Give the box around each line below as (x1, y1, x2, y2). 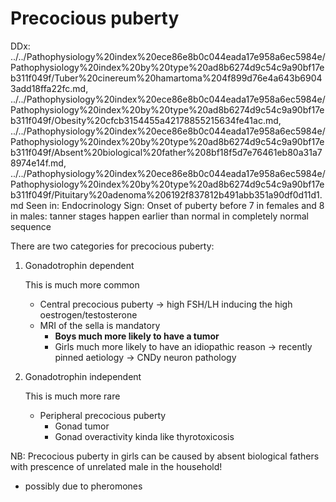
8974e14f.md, (10, 157, 67, 169)
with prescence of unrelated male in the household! (10, 460, 223, 472)
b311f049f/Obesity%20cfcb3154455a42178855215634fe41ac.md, (10, 114, 282, 126)
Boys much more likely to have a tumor (54, 330, 220, 342)
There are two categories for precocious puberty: (10, 240, 215, 252)
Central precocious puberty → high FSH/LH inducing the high (39, 298, 293, 310)
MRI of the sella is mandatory (39, 319, 161, 331)
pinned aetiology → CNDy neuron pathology (54, 351, 237, 363)
